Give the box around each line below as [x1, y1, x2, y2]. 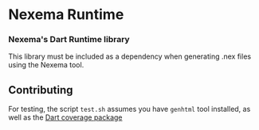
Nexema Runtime [8, 6, 124, 24]
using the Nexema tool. [8, 60, 84, 70]
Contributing [8, 83, 73, 97]
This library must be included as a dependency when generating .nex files [8, 52, 252, 61]
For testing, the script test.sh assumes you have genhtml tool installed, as [8, 105, 251, 114]
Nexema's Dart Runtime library [8, 34, 130, 45]
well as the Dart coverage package [8, 113, 123, 122]
